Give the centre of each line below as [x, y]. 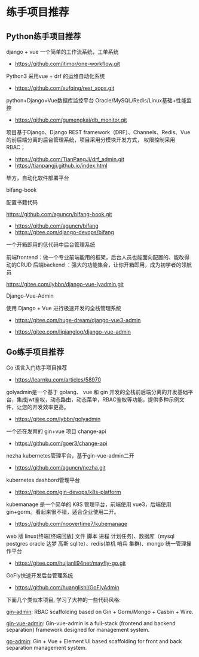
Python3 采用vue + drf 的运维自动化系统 [56, 76]
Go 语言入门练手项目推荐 [37, 367]
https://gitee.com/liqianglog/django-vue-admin [73, 332]
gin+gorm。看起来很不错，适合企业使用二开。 [63, 511]
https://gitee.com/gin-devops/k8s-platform [68, 492]
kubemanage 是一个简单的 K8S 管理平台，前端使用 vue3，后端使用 [89, 504]
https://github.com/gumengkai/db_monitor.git [71, 120]
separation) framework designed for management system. [78, 629]
